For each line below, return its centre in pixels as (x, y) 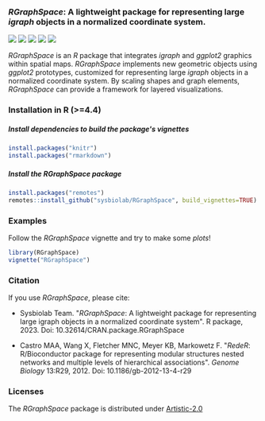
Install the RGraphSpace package (65, 173)
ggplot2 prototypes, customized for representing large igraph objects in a (128, 72)
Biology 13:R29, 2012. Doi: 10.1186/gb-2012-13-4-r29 (106, 371)
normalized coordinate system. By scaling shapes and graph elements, (124, 81)
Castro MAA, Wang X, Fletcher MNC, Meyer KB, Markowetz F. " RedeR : (135, 345)
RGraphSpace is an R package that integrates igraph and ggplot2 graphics (130, 56)
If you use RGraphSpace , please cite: (69, 298)
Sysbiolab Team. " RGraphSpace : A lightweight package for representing (138, 313)
